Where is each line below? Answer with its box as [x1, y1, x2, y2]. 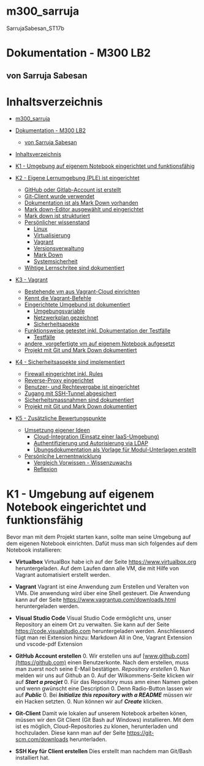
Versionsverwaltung [33, 245, 85, 252]
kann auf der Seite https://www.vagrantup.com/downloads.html [15, 596, 176, 604]
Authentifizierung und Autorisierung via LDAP [33, 440, 148, 447]
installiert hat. [15, 754, 50, 762]
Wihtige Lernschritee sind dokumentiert [24, 265, 125, 272]
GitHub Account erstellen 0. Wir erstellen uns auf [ [15, 652, 145, 659]
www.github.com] [145, 652, 190, 659]
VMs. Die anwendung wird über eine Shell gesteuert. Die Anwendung [15, 590, 191, 597]
